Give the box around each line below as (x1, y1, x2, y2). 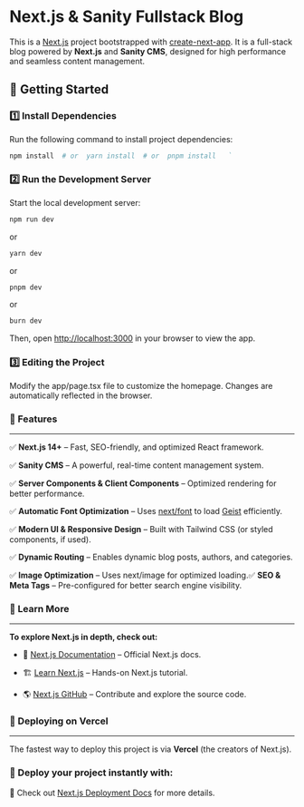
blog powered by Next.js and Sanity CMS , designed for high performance (9, 45, 287, 56)
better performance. (9, 488, 85, 499)
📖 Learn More (9, 602, 70, 615)
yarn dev (9, 248, 43, 258)
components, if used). (9, 533, 92, 545)
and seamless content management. (9, 55, 146, 66)
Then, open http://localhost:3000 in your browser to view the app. (9, 333, 256, 344)
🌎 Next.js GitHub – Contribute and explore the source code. (22, 689, 247, 700)
